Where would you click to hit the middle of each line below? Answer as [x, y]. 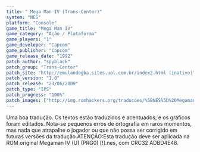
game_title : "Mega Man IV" [40, 28]
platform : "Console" [32, 23]
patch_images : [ [26, 100]
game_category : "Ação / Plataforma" [51, 34]
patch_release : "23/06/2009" [42, 84]
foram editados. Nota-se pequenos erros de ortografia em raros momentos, [99, 123]
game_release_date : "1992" [40, 56]
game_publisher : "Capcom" [38, 51]
